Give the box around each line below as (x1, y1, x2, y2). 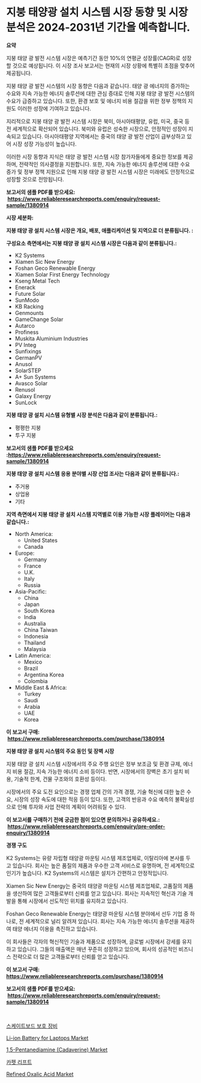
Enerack (14, 284, 36, 291)
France (23, 562, 42, 569)
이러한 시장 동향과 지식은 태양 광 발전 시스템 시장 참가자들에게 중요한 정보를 (6, 153, 182, 160)
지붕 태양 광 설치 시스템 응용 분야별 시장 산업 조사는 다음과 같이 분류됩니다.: (6, 470, 180, 477)
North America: (14, 530, 53, 537)
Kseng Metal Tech (14, 277, 60, 284)
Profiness (14, 328, 39, 336)
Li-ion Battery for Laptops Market (6, 1034, 89, 1041)
